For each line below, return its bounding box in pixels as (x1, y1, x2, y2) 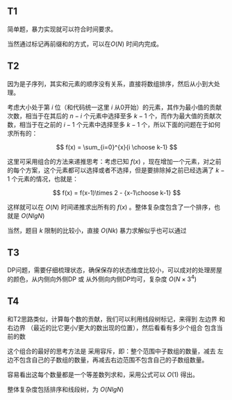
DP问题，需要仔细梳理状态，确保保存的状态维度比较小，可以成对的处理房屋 (7, 266, 223, 274)
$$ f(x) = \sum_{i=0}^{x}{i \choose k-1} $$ (56, 142, 178, 151)
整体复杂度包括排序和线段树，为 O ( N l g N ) (7, 385, 124, 393)
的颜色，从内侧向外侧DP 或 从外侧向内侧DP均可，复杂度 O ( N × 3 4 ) (7, 274, 197, 283)
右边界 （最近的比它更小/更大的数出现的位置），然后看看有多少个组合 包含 (7, 323, 217, 332)
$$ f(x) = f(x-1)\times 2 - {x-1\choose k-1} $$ (52, 188, 181, 197)
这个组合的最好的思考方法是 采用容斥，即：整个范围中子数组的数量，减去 (7, 347, 216, 355)
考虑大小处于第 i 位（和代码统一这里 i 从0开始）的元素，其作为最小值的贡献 (7, 103, 222, 111)
